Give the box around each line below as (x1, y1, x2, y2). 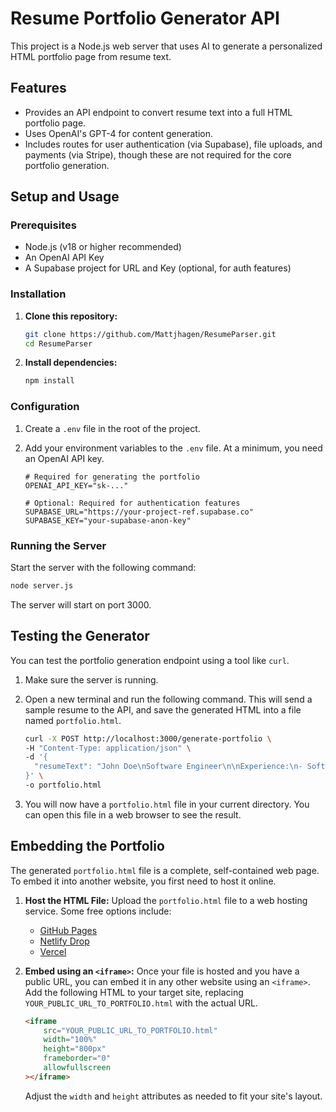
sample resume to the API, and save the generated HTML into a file (24, 703, 302, 716)
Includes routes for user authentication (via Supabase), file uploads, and (24, 138, 323, 150)
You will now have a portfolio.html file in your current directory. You (24, 798, 310, 810)
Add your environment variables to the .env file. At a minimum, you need (24, 442, 323, 454)
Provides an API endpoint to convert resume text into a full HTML (24, 106, 293, 118)
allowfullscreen (43, 1063, 111, 1073)
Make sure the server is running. (24, 673, 159, 686)
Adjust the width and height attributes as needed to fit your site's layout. (24, 1090, 323, 1102)
